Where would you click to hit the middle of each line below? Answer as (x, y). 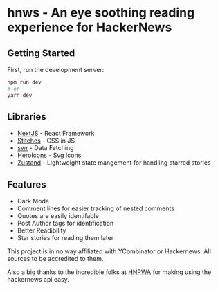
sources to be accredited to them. (55, 259)
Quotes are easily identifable (58, 216)
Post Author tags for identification (65, 224)
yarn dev (20, 95)
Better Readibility (42, 230)
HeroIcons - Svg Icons (49, 155)
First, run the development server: (56, 70)
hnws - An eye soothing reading (101, 13)
